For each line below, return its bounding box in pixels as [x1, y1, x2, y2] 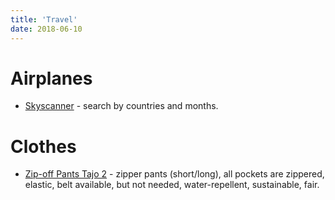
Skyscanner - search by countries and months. [24, 100, 219, 112]
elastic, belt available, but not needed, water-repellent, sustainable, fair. [24, 179, 320, 191]
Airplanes [10, 67, 93, 90]
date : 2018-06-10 [10, 24, 83, 34]
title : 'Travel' [10, 14, 78, 25]
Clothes [10, 135, 77, 158]
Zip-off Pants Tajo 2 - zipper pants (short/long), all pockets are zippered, [24, 168, 325, 180]
